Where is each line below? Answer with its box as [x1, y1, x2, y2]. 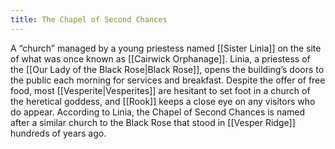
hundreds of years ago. [10, 127, 107, 139]
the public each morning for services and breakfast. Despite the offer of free [10, 74, 326, 86]
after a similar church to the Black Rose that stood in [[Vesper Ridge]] [10, 116, 296, 128]
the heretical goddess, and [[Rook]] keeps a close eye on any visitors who [10, 95, 316, 107]
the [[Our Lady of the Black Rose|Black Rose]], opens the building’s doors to [10, 63, 325, 75]
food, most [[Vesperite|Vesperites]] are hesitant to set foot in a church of [10, 84, 311, 96]
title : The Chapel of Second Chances [10, 14, 168, 25]
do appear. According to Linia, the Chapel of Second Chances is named [10, 106, 306, 118]
